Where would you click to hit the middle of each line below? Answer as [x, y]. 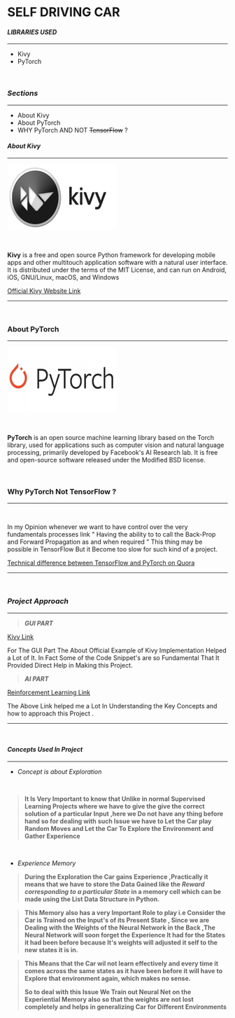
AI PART [36, 679]
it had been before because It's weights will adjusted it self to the [121, 942]
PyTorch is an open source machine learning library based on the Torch [111, 438]
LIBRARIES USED [32, 32]
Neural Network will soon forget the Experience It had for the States [125, 935]
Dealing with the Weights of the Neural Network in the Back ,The [120, 927]
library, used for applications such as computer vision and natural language [116, 445]
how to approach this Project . [51, 713]
